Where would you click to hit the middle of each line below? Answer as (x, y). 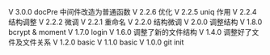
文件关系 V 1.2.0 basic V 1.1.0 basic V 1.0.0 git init (103, 42)
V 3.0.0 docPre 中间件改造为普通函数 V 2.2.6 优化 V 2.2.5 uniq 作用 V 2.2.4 (133, 12)
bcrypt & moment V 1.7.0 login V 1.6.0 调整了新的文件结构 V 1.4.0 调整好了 (130, 32)
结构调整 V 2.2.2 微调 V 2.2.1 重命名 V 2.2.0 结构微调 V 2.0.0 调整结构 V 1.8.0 (135, 22)
